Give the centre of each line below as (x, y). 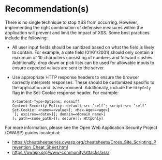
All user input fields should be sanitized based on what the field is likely (83, 47)
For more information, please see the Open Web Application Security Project (81, 128)
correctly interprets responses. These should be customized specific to (83, 82)
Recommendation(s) (47, 9)
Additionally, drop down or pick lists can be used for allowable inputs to (83, 63)
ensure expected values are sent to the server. (58, 68)
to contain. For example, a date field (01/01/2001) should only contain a (82, 52)
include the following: (26, 38)
